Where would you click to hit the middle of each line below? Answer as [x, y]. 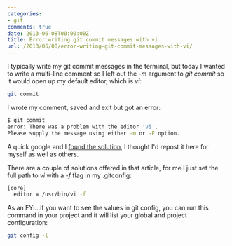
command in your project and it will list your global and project [97, 215]
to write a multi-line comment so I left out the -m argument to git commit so [116, 74]
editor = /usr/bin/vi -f [50, 194]
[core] [17, 188]
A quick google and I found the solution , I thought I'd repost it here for [108, 146]
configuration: [27, 223]
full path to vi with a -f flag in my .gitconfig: [69, 175]
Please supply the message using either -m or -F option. [94, 133]
